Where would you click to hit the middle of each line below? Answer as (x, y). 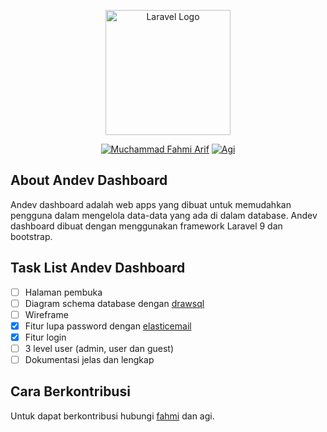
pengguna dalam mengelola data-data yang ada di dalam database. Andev (164, 215)
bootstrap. (31, 236)
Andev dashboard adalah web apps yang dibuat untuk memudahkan (151, 204)
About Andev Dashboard (89, 180)
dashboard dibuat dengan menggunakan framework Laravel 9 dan (146, 226)
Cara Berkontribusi (70, 391)
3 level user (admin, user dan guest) (99, 348)
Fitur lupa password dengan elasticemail (108, 326)
